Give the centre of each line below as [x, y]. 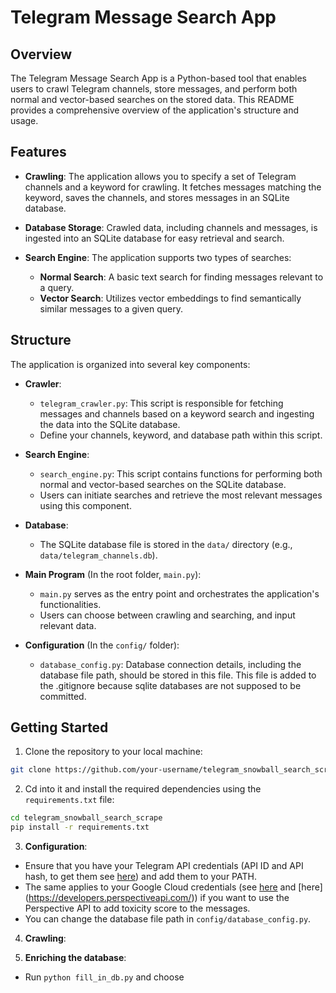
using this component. [85, 505]
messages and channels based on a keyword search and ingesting [177, 413]
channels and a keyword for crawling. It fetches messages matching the [173, 187]
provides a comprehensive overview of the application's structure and [155, 110]
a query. [57, 287]
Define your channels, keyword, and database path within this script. [181, 435]
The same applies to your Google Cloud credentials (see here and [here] [173, 887]
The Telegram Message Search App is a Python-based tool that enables [158, 78]
